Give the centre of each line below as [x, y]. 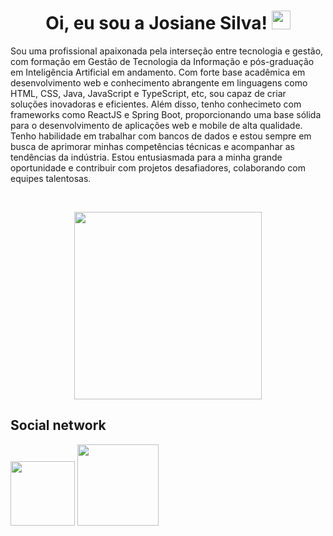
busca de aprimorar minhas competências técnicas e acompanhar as [152, 146]
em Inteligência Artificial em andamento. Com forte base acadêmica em [158, 72]
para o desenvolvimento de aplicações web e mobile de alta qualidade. [156, 125]
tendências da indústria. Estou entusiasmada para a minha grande [146, 157]
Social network [58, 425]
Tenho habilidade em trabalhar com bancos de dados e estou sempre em [161, 136]
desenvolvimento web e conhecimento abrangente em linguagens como [159, 82]
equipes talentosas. [51, 178]
